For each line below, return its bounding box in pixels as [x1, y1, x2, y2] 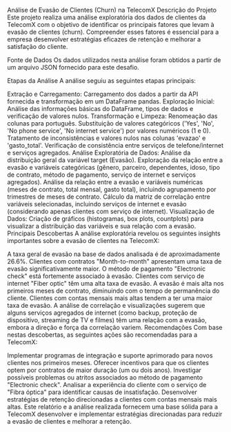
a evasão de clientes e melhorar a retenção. [7, 418, 132, 425]
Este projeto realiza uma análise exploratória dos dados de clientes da [7, 13, 206, 21]
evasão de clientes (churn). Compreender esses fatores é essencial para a [7, 28, 219, 36]
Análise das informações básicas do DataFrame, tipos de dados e [7, 105, 194, 112]
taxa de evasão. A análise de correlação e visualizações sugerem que [7, 302, 205, 309]
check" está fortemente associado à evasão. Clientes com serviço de [7, 272, 205, 280]
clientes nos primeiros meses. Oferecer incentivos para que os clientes [7, 359, 209, 366]
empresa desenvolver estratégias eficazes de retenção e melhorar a [7, 35, 201, 43]
